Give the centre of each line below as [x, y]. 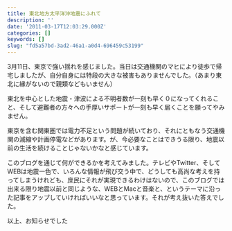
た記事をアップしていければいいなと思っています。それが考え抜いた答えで [113, 197]
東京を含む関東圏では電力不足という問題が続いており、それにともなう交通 [113, 130]
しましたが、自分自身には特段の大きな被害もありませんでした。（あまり [114, 75]
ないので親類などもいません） [73, 84]
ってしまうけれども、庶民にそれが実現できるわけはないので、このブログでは [116, 180]
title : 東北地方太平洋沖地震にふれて [54, 14]
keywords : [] [26, 40]
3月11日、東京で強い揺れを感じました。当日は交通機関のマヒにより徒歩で [111, 66]
